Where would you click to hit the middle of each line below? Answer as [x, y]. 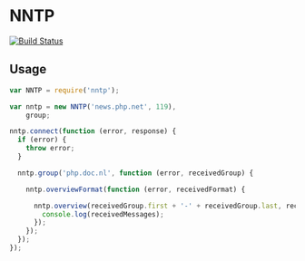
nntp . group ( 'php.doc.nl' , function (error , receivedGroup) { [136, 173]
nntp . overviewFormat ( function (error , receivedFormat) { [136, 189]
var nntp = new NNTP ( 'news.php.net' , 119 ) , [93, 106]
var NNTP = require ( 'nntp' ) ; [64, 90]
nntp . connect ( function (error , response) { [93, 131]
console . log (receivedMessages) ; [103, 214]
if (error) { [42, 140]
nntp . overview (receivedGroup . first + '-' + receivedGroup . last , [157, 206]
